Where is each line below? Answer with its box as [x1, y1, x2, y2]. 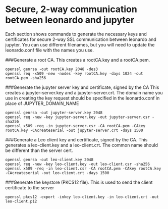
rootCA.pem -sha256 [5, 75, 46, 80]
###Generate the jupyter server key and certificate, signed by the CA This [5, 84, 159, 90]
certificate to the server [5, 184, 54, 190]
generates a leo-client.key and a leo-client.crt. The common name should [5, 142, 158, 148]
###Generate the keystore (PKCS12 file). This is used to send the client [5, 179, 153, 185]
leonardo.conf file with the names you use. [5, 47, 94, 53]
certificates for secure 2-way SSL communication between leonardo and [5, 36, 156, 42]
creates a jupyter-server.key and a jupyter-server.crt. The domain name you [5, 89, 163, 95]
